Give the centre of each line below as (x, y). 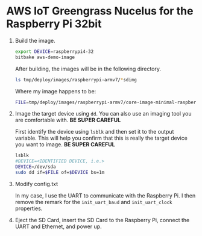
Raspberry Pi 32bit (54, 24)
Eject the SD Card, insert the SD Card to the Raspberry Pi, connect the (102, 220)
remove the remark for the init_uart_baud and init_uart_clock (94, 202)
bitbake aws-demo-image (45, 57)
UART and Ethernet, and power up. (58, 226)
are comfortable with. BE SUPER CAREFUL (68, 120)
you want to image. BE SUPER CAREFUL (65, 144)
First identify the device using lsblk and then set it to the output (94, 132)
